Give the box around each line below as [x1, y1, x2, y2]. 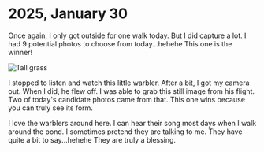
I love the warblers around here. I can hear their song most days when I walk [8, 118, 257, 128]
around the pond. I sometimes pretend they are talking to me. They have [8, 127, 243, 136]
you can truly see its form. [8, 103, 93, 113]
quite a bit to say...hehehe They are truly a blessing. [8, 135, 176, 144]
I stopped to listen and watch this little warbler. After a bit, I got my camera [8, 78, 250, 87]
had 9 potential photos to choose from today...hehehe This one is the [8, 39, 232, 48]
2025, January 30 [8, 5, 128, 23]
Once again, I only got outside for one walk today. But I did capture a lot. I [8, 31, 247, 40]
